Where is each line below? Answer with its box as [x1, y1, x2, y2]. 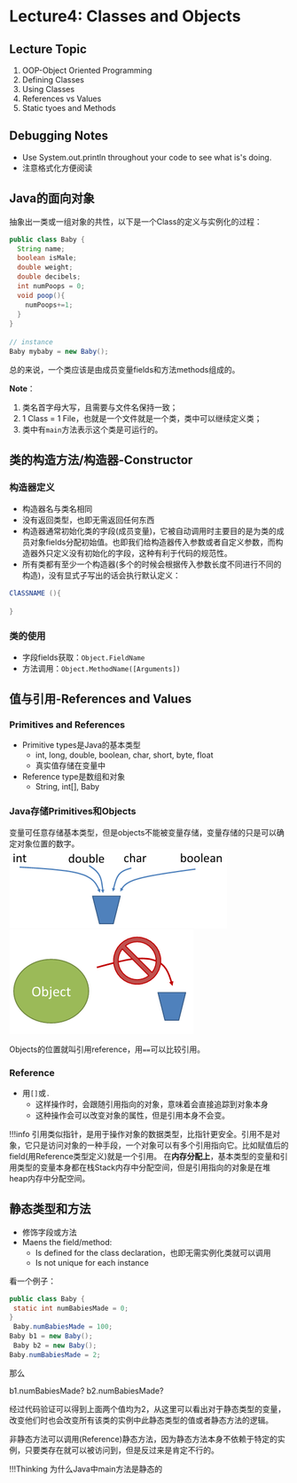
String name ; [17, 244, 66, 254]
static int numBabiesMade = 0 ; [12, 1304, 129, 1313]
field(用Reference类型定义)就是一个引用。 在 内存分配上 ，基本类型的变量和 [9, 1150, 281, 1161]
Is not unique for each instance [35, 1257, 149, 1267]
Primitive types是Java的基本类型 [21, 740, 142, 750]
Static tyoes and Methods [21, 103, 117, 113]
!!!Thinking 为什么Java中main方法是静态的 [9, 1463, 163, 1474]
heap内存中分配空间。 [9, 1173, 90, 1183]
